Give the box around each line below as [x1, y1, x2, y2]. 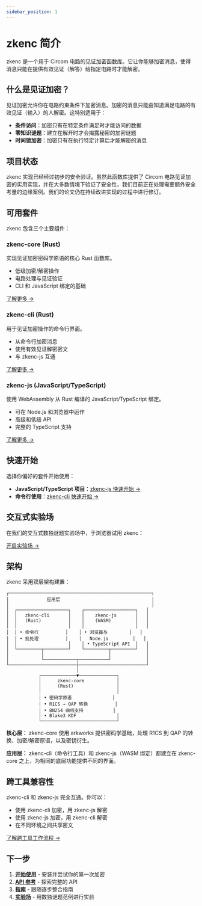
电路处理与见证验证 [14, 275, 63, 282]
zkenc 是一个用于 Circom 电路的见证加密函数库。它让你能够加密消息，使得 [6, 58, 191, 65]
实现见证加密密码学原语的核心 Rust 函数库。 [6, 254, 115, 262]
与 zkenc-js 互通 [14, 353, 56, 360]
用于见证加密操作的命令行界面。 [6, 325, 85, 332]
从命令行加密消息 [14, 337, 58, 345]
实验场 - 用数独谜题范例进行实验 [14, 893, 95, 900]
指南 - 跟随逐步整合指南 [14, 886, 74, 893]
